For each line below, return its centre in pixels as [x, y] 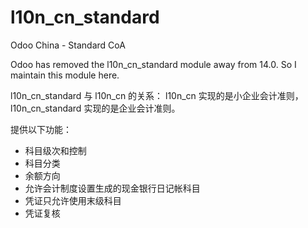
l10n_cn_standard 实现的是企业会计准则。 [95, 108]
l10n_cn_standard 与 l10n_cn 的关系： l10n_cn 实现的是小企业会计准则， [157, 95]
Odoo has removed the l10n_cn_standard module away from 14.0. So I [153, 64]
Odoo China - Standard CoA [68, 45]
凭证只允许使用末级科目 [73, 200]
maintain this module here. [65, 75]
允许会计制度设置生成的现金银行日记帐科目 [112, 188]
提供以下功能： [41, 129]
